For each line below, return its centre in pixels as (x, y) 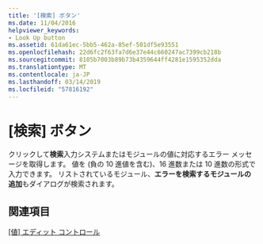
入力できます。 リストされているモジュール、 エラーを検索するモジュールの (130, 174)
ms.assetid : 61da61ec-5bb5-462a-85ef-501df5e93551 (93, 45)
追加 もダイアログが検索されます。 (63, 184)
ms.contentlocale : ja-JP (49, 74)
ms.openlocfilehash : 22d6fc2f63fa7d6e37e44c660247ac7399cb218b (115, 52)
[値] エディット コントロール (54, 232)
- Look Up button (37, 38)
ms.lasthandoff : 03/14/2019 (55, 82)
